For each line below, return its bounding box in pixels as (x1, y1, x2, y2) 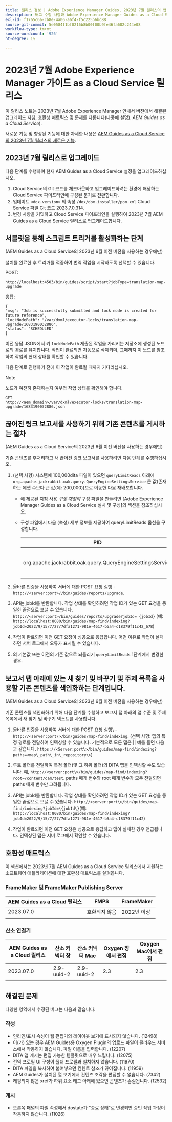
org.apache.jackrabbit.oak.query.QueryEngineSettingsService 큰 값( (12, 478, 159, 485)
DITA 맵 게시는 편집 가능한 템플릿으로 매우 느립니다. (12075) (12, 1052, 133, 1058)
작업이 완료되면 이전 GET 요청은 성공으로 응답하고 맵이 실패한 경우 (12, 826, 145, 832)
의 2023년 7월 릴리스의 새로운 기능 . (5, 137, 76, 143)
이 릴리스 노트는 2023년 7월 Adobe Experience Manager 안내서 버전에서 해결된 (5, 108, 166, 114)
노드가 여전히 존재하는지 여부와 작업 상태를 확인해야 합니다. (5, 385, 123, 391)
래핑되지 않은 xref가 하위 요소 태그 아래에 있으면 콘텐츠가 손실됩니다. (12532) (12, 1078, 167, 1084)
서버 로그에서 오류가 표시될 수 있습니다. (22, 640, 101, 646)
